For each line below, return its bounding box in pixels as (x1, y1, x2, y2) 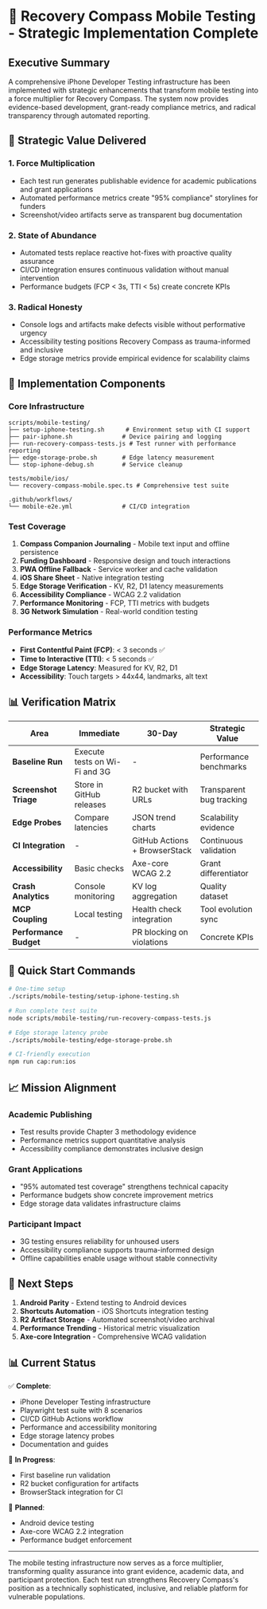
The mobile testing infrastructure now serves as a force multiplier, (8, 1558, 224, 1568)
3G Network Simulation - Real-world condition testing (19, 607, 199, 616)
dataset (199, 891, 229, 902)
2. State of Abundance (8, 230, 97, 241)
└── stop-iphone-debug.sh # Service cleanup (8, 460, 183, 469)
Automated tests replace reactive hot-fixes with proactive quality (19, 247, 232, 258)
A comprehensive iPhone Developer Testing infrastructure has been (8, 77, 230, 86)
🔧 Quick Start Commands (8, 964, 136, 978)
